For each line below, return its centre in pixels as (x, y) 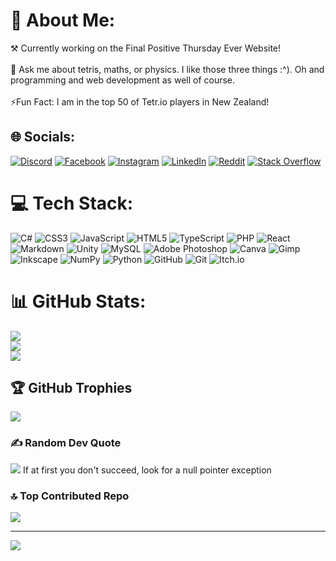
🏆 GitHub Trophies (71, 388)
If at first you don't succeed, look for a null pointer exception (147, 470)
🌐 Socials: (43, 137)
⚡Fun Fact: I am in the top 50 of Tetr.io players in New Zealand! (140, 101)
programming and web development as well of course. (123, 80)
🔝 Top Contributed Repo (70, 496)
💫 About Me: (63, 20)
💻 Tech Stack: (72, 203)
